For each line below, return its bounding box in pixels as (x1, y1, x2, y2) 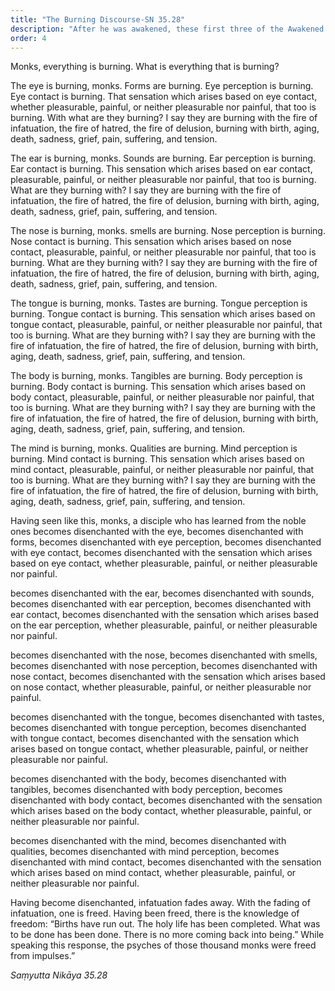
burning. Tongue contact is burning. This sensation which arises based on (10, 308, 316, 320)
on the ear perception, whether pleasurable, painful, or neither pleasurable (10, 619, 318, 631)
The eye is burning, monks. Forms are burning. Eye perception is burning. (10, 80, 314, 92)
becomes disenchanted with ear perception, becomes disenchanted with (10, 598, 312, 610)
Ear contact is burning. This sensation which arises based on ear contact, (10, 163, 313, 175)
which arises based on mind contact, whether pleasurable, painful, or (10, 867, 297, 879)
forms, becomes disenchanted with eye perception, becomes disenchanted (10, 536, 322, 548)
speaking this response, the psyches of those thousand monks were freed (10, 939, 317, 951)
